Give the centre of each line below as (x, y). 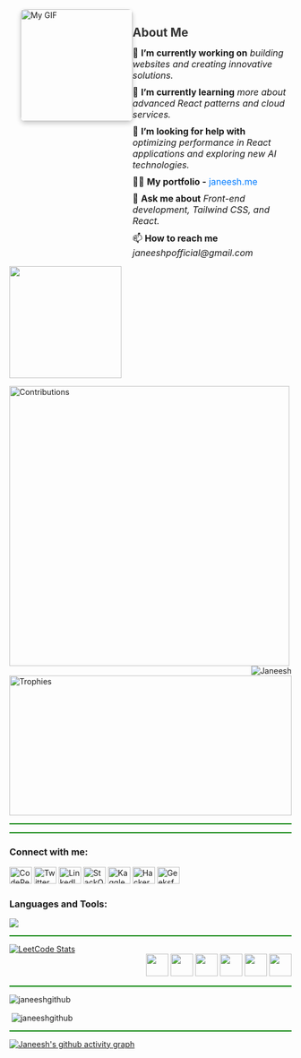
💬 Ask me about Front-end (189, 199)
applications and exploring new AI (205, 154)
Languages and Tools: (58, 904)
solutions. (153, 75)
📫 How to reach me (176, 238)
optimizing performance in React (202, 142)
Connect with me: (49, 852)
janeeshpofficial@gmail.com (193, 253)
